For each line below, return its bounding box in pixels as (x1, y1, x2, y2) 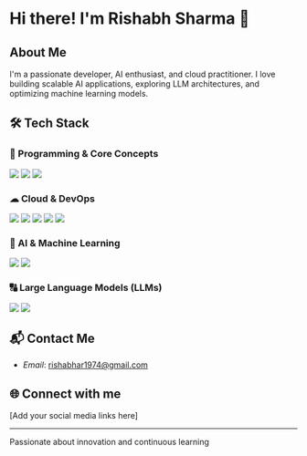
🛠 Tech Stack (9, 116, 90, 131)
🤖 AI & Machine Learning (9, 236, 121, 249)
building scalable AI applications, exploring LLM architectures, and (9, 78, 260, 89)
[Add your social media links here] (9, 410, 139, 421)
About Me (9, 45, 67, 60)
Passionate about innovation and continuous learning (9, 437, 210, 448)
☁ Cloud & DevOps (9, 192, 96, 204)
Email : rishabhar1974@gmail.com (22, 359, 149, 370)
